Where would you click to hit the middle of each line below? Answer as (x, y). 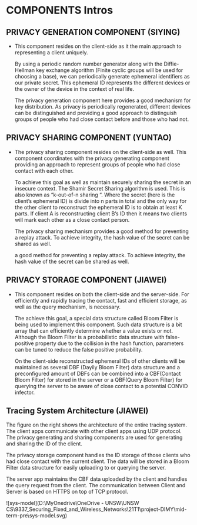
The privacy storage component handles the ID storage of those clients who (98, 455)
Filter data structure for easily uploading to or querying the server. (86, 468)
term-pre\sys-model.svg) (37, 516)
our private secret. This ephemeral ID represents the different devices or (102, 83)
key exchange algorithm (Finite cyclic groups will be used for (110, 70)
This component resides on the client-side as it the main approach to (98, 46)
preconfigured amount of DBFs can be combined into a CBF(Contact (98, 373)
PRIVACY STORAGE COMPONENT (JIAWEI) (86, 280)
